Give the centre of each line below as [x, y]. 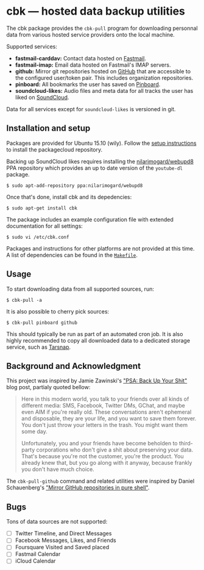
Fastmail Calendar [38, 554]
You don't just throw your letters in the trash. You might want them [104, 425]
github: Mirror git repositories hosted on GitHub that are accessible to [103, 71]
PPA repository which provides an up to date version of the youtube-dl [95, 168]
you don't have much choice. [58, 469]
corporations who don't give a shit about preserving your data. [115, 450]
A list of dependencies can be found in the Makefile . [72, 255]
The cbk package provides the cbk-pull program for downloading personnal [102, 28]
